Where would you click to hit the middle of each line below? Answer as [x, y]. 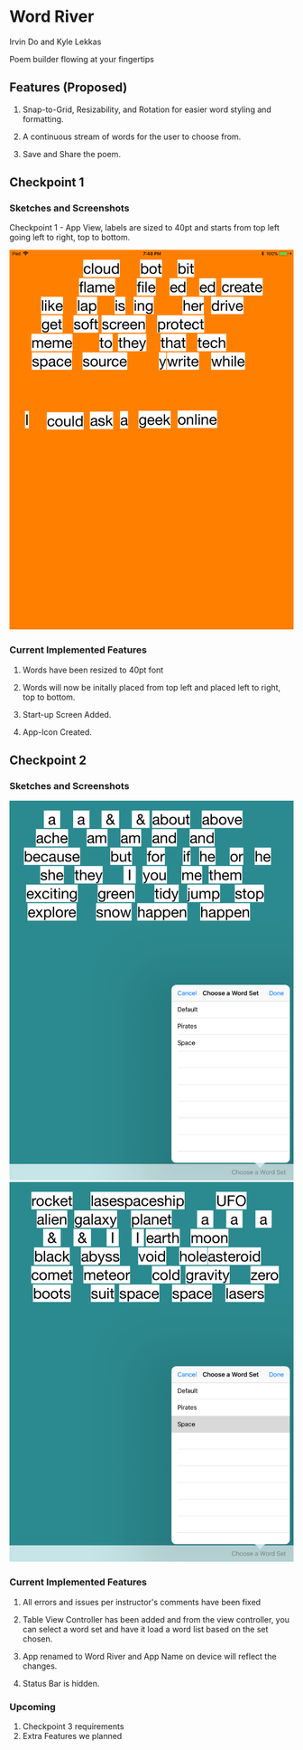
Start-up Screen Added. [67, 714]
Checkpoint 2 [48, 761]
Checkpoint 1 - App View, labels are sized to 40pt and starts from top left [144, 228]
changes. [40, 1666]
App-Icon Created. [57, 732]
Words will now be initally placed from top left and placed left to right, [151, 687]
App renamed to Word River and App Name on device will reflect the [149, 1656]
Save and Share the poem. [72, 154]
